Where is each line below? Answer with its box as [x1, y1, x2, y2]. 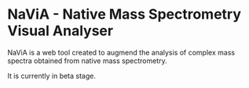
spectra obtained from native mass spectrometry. [7, 56, 167, 65]
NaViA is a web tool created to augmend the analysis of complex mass [7, 48, 236, 57]
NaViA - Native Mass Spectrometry [7, 5, 241, 23]
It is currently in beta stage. [7, 71, 96, 80]
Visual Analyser [7, 22, 114, 40]
